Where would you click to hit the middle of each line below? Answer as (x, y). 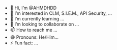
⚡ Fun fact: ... (24, 43)
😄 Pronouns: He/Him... (34, 37)
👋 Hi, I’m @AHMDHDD (33, 8)
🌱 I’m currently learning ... (37, 19)
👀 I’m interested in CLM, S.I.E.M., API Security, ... (61, 13)
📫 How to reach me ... (34, 30)
